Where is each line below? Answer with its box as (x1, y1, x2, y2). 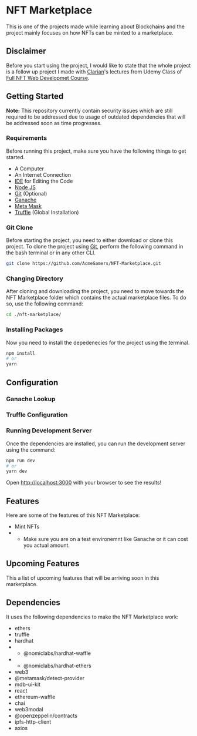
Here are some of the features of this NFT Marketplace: (6, 512, 140, 519)
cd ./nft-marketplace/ (6, 312, 62, 318)
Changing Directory (6, 274, 63, 283)
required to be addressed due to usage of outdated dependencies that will (6, 113, 186, 120)
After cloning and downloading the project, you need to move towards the (6, 288, 185, 295)
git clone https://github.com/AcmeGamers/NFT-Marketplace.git (6, 261, 161, 267)
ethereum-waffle (14, 693, 56, 700)
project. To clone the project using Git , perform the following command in (6, 243, 184, 250)
